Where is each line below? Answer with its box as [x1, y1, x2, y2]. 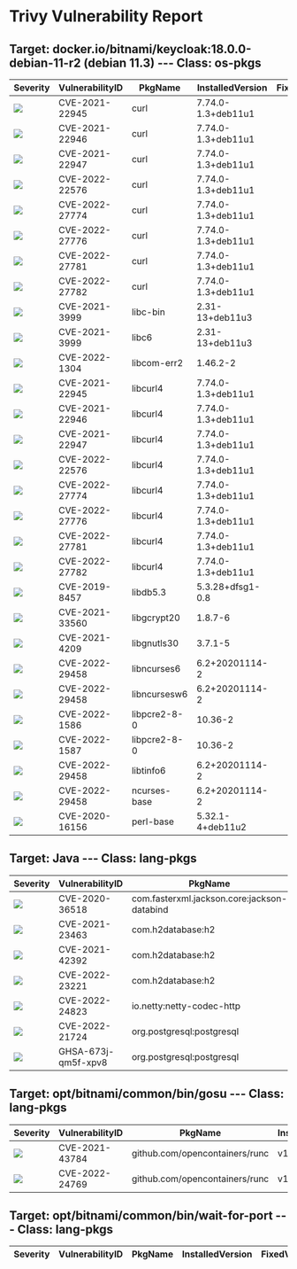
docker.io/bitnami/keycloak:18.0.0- [52, 42, 252, 57]
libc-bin [131, 306, 165, 318]
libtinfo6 [131, 765, 166, 776]
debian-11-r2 [9, 55, 81, 70]
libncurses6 [131, 663, 181, 674]
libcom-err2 [131, 357, 184, 369]
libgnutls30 [131, 637, 179, 649]
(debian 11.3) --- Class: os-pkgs [83, 55, 263, 70]
